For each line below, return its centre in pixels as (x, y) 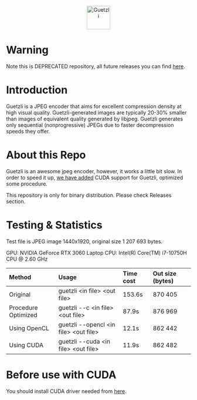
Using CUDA (26, 345)
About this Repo (46, 155)
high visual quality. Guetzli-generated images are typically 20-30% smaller (96, 112)
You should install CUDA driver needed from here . (67, 391)
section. (16, 201)
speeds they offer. (28, 131)
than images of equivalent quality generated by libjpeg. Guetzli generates (95, 119)
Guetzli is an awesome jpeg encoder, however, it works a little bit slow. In (94, 171)
